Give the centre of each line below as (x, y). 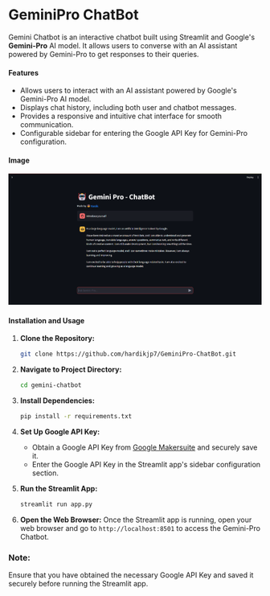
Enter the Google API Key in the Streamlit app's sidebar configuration (146, 464)
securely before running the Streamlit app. (78, 583)
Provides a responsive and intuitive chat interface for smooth (121, 116)
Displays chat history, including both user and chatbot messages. (128, 108)
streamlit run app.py (56, 504)
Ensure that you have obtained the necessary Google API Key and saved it (131, 575)
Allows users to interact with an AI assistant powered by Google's (128, 91)
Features (23, 72)
